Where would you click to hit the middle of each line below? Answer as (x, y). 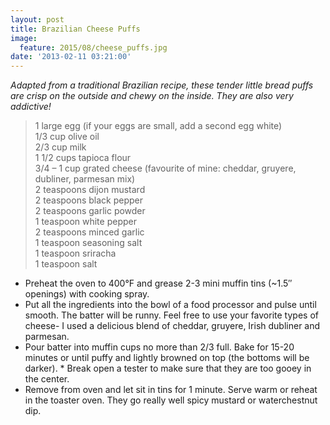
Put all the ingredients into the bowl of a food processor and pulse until (170, 305)
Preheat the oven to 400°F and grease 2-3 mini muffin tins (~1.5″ (158, 283)
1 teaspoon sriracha (75, 253)
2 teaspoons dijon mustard (90, 190)
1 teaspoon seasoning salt (88, 243)
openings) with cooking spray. (87, 294)
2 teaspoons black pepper (88, 200)
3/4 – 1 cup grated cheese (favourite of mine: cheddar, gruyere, (165, 168)
